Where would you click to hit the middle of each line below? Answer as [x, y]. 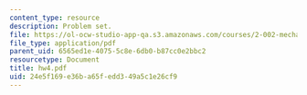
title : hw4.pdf [38, 69]
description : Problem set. [61, 26]
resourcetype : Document [55, 60]
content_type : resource [55, 18]
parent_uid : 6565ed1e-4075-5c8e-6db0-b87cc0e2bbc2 [108, 52]
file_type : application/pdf [63, 43]
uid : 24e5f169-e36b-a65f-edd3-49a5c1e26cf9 [94, 77]
